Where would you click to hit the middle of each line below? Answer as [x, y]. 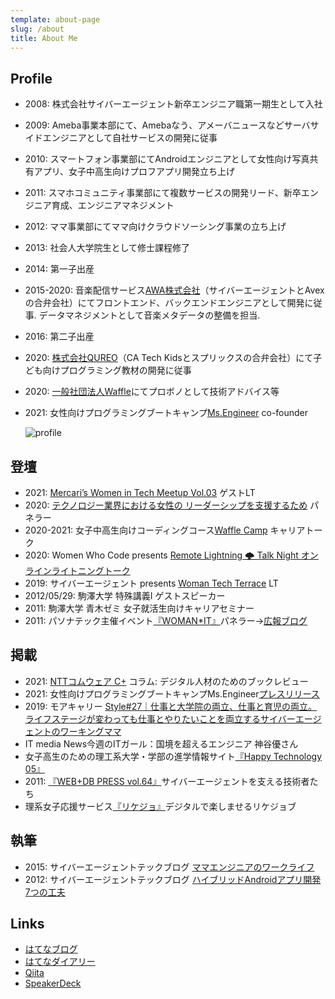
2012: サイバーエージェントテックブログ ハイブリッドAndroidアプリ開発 [173, 879]
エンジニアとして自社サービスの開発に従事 [130, 138]
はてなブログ [51, 949]
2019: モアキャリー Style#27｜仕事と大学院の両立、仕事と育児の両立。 [171, 706]
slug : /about [37, 29]
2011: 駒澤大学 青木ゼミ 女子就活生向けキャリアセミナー [139, 608]
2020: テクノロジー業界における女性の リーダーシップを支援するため [166, 505]
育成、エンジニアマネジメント [113, 205]
